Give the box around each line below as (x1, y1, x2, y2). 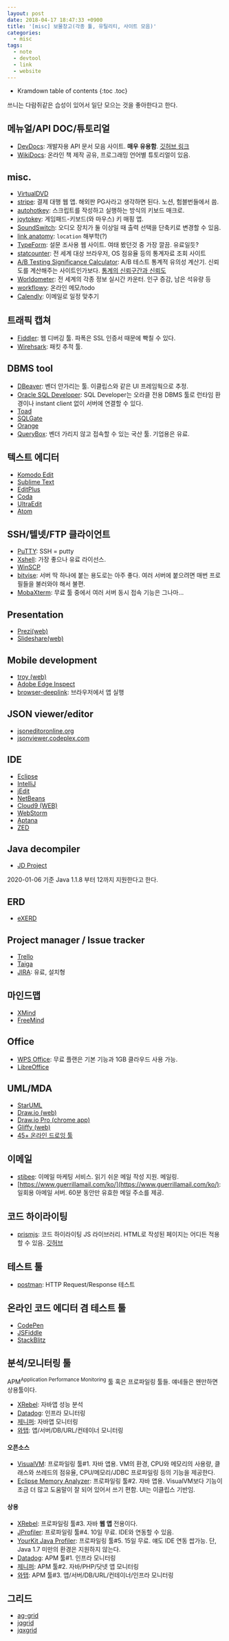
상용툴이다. (7, 1386, 37, 1394)
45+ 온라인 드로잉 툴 (17, 1131, 74, 1139)
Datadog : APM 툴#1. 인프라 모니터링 (17, 1554, 116, 1562)
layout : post (7, 10, 45, 17)
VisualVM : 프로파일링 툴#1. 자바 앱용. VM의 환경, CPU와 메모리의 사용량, (17, 1459, 213, 1468)
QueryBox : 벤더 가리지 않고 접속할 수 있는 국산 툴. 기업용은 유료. (17, 429, 190, 437)
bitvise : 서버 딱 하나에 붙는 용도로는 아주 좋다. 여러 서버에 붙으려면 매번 (17, 572, 208, 580)
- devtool (13, 55, 41, 62)
